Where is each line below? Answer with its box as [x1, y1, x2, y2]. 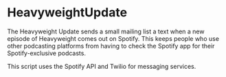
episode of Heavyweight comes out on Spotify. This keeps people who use [7, 34, 220, 42]
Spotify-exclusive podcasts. [7, 49, 86, 57]
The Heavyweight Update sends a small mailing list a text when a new [7, 27, 205, 35]
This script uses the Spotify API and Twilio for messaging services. [7, 62, 196, 70]
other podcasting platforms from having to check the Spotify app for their [7, 42, 215, 50]
